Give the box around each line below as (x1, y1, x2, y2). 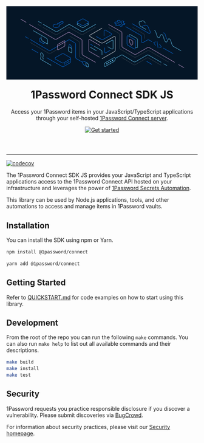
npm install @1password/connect (6, 249, 88, 255)
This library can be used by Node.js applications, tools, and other (6, 196, 169, 204)
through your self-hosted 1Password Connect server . (36, 115, 168, 122)
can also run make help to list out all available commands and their (6, 340, 171, 348)
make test (6, 372, 32, 379)
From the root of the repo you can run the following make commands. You (6, 334, 188, 341)
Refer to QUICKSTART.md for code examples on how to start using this (6, 294, 184, 301)
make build (6, 359, 34, 365)
